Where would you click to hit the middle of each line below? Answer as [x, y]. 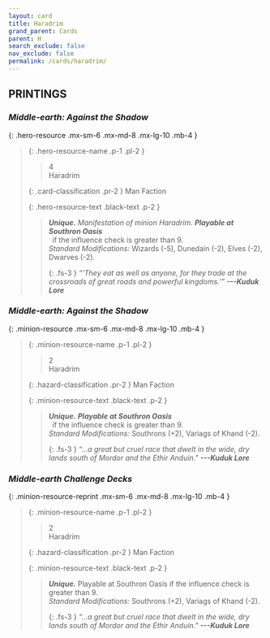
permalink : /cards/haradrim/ [58, 62]
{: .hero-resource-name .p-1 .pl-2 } [86, 150]
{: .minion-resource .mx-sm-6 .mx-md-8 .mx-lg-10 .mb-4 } [107, 328]
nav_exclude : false [41, 54]
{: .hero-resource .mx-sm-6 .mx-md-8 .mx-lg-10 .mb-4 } [103, 135]
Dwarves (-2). [72, 257]
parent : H [25, 39]
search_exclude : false [47, 46]
